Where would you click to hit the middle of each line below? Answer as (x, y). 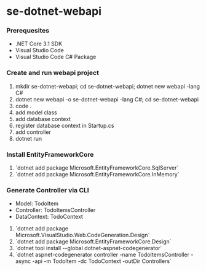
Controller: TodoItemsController (55, 210)
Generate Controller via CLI (48, 190)
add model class (36, 112)
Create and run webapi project (53, 73)
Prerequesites (28, 31)
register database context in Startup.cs (65, 125)
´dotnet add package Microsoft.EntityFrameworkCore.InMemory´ (97, 175)
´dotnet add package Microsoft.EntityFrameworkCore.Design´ (93, 242)
